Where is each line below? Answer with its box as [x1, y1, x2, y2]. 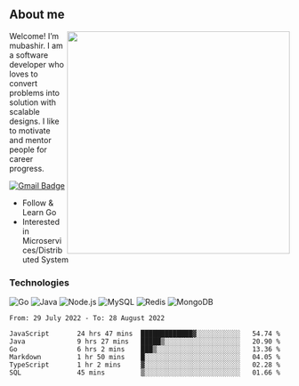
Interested [21, 216, 61, 227]
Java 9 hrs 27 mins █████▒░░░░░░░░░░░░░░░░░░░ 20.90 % [9, 337, 280, 346]
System [41, 253, 69, 265]
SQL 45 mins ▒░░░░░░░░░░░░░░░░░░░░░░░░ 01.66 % [9, 368, 280, 377]
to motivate [9, 125, 51, 136]
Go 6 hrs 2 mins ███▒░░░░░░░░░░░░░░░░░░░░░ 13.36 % [9, 345, 280, 354]
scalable [9, 106, 40, 117]
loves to [9, 68, 38, 79]
